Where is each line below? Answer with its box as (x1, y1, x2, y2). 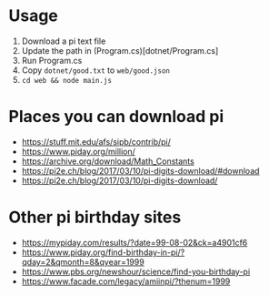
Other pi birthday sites (8, 207, 182, 228)
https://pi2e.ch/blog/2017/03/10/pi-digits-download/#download (21, 165, 260, 176)
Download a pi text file (21, 36, 106, 46)
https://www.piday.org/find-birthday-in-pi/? (21, 247, 185, 258)
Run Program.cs (21, 55, 83, 66)
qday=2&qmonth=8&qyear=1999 (21, 256, 144, 267)
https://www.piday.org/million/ (21, 146, 135, 157)
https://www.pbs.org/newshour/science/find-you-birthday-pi (21, 266, 251, 277)
